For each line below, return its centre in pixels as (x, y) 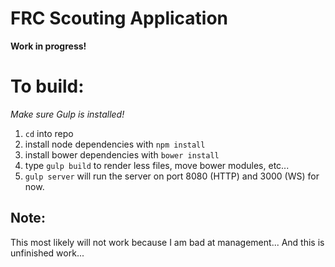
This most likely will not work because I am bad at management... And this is (167, 242)
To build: (47, 86)
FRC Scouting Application (119, 18)
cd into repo (49, 133)
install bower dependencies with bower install (122, 154)
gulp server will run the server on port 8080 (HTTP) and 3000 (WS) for (172, 176)
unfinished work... (47, 253)
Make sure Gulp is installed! (67, 114)
